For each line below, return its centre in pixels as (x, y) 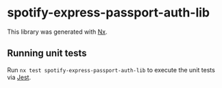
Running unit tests (47, 53)
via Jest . (19, 77)
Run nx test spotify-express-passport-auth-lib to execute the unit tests (111, 69)
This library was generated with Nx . (57, 32)
